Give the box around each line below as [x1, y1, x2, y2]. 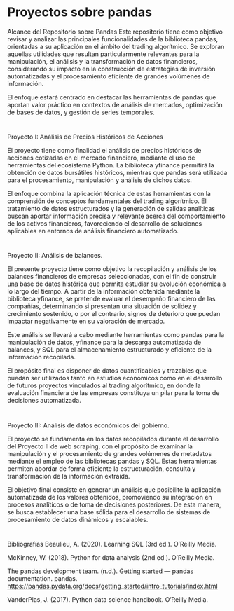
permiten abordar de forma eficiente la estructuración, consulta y [7, 464, 196, 473]
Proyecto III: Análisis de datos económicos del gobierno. [7, 421, 170, 430]
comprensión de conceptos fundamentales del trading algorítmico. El [7, 197, 207, 205]
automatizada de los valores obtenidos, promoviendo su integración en [7, 493, 212, 501]
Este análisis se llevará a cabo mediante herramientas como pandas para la [7, 331, 225, 339]
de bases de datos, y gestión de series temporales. [7, 108, 156, 116]
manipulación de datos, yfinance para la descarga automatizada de [7, 338, 202, 347]
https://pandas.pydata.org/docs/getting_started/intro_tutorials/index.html [7, 582, 219, 590]
